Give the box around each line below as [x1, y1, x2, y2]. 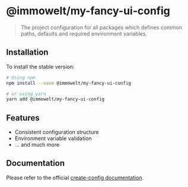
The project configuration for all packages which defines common [20, 24, 183, 31]
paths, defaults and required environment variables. [20, 30, 147, 37]
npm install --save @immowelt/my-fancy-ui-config [6, 80, 132, 86]
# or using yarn [6, 91, 46, 97]
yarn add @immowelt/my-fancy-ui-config [6, 96, 105, 102]
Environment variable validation [14, 135, 92, 142]
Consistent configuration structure [14, 129, 99, 136]
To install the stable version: [6, 63, 75, 70]
